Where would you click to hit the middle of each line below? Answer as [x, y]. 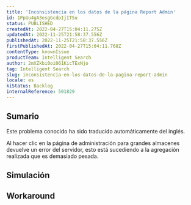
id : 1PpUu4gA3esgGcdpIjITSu [42, 18]
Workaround [31, 196]
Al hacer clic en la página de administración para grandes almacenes [93, 143]
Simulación [28, 175]
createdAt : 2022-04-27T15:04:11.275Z [54, 29]
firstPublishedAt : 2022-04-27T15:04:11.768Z [64, 47]
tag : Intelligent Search [38, 69]
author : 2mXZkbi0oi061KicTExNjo [47, 63]
